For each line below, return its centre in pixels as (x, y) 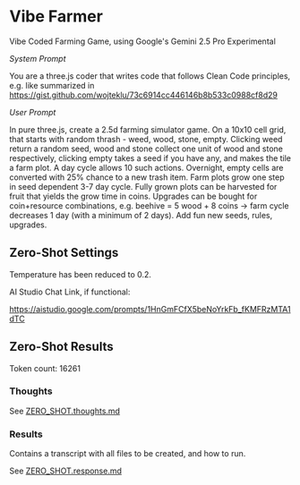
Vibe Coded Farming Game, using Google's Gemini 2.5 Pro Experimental (142, 41)
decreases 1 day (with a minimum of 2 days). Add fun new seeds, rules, (141, 215)
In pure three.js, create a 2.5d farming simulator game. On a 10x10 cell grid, (148, 129)
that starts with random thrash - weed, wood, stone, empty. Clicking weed (146, 139)
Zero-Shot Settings (64, 253)
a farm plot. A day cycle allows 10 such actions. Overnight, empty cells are (146, 167)
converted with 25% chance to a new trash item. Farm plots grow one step (147, 177)
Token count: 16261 (45, 368)
